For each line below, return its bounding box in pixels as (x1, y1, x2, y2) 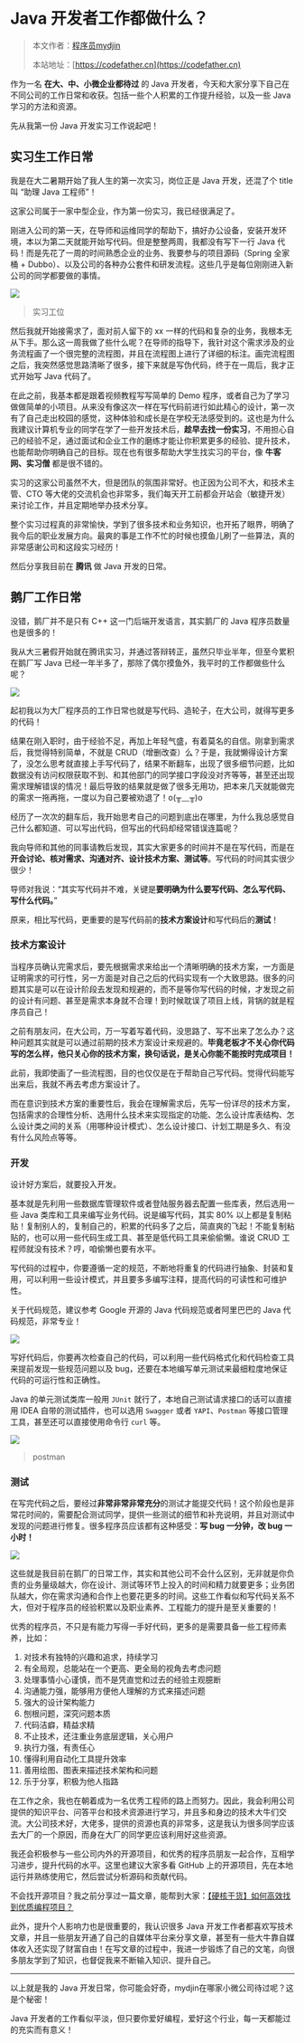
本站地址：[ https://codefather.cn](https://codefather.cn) (32, 59, 242, 70)
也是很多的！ (10, 626, 58, 638)
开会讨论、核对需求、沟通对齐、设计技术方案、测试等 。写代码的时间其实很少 (10, 852, 295, 864)
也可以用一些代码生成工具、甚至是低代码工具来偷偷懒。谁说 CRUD (33, 1232, 281, 1243)
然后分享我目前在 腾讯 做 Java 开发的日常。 (10, 560, 172, 571)
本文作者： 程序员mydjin (32, 40, 121, 51)
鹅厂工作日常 (10, 590, 82, 605)
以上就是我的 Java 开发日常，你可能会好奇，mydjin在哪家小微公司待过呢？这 (10, 1982, 294, 1993)
